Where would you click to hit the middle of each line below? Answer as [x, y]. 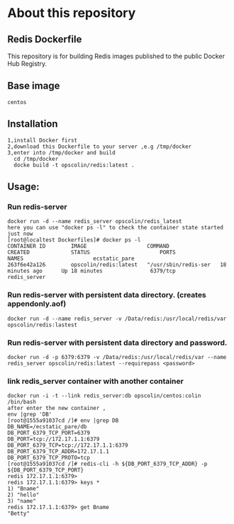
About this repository [72, 13]
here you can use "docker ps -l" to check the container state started [115, 228]
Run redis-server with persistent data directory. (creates [107, 295]
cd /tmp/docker [36, 159]
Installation [33, 124]
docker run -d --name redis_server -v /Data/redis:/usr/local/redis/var [117, 319]
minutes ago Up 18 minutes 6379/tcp [91, 271]
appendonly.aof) [37, 304]
